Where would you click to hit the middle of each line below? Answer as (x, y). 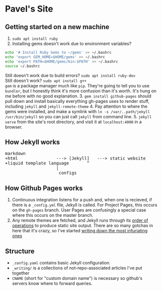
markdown (15, 154)
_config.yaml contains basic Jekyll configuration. (61, 262)
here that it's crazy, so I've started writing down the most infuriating (80, 231)
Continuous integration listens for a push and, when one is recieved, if (82, 200)
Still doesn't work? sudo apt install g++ (46, 81)
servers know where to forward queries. (52, 283)
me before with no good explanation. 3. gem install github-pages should (78, 96)
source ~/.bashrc (23, 66)
